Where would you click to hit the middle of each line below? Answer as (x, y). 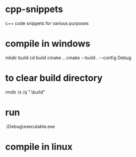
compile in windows (48, 44)
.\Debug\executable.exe (30, 126)
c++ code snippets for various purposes (47, 23)
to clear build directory (54, 78)
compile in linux (39, 147)
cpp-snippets (34, 9)
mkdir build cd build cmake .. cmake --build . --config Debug (69, 58)
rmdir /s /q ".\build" (25, 92)
